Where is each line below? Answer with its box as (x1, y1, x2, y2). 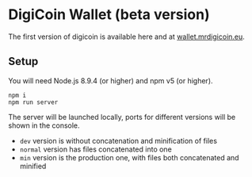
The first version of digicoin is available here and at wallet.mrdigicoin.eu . (8, 32, 246, 41)
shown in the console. (8, 121, 81, 130)
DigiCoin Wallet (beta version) (8, 6, 210, 24)
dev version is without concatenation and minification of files (19, 136, 218, 145)
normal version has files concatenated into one (19, 144, 172, 154)
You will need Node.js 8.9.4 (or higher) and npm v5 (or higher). (8, 75, 213, 85)
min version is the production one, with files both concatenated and (19, 152, 239, 162)
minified (19, 161, 47, 171)
